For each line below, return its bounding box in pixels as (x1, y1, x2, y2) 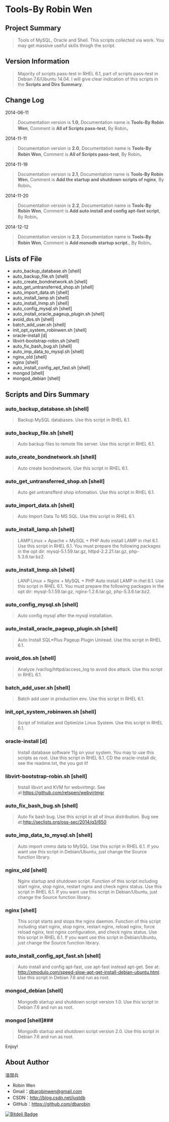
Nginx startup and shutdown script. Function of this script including (17, 878, 158, 884)
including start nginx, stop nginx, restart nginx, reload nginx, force (17, 924, 155, 930)
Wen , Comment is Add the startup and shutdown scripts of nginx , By (17, 176, 164, 183)
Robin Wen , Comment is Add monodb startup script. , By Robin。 (17, 239, 155, 246)
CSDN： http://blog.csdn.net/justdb (12, 1094, 86, 1101)
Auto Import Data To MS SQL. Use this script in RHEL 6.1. (17, 513, 136, 520)
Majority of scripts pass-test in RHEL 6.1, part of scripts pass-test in (17, 70, 158, 76)
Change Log (5, 96, 44, 105)
